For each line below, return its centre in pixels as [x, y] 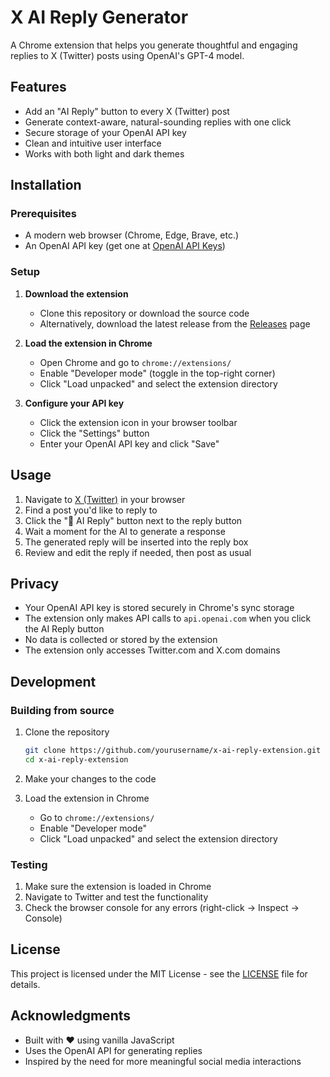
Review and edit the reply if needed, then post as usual [138, 552]
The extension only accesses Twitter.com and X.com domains [152, 650]
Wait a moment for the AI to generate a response [125, 531]
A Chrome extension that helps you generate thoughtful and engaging [154, 45]
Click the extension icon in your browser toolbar [138, 422]
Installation [46, 185]
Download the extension [76, 293]
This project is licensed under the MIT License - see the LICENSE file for [159, 973]
